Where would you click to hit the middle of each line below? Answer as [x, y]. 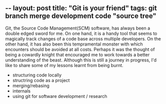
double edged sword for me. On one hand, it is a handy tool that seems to [81, 33]
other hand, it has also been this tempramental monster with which [74, 44]
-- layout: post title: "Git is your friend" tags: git [81, 8]
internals [22, 91]
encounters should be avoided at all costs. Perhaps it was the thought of [80, 49]
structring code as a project [41, 80]
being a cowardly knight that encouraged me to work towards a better [77, 54]
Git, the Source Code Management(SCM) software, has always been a [78, 28]
